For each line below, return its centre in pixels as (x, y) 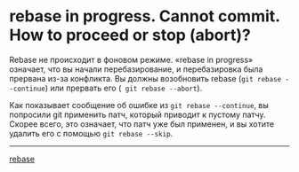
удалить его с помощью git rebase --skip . (91, 133)
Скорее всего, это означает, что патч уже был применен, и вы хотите (141, 124)
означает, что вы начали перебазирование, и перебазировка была (136, 69)
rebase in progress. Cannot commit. (145, 16)
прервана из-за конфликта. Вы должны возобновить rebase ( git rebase (145, 78)
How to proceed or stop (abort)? (130, 35)
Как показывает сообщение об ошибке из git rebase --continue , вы (139, 105)
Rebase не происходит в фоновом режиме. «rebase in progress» (131, 59)
